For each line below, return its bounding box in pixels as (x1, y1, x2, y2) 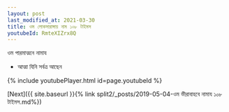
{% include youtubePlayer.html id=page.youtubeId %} (7, 77, 163, 85)
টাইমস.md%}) (7, 98, 42, 106)
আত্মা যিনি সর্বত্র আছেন (17, 63, 62, 71)
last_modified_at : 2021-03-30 (7, 17, 96, 24)
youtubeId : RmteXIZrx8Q (7, 29, 77, 37)
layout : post (7, 10, 45, 17)
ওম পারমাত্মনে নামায (7, 49, 47, 57)
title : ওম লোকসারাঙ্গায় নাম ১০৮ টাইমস (7, 23, 91, 30)
